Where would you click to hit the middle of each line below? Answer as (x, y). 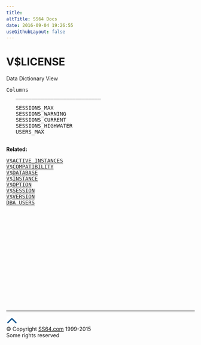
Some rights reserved (33, 335)
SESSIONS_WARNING (41, 114)
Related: (17, 149)
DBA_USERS (20, 203)
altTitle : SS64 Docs (32, 19)
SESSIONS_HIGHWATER (44, 126)
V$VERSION (20, 197)
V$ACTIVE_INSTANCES (35, 161)
